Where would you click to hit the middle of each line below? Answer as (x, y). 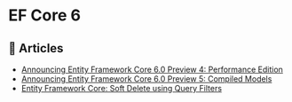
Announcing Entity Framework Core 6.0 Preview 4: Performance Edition (152, 69)
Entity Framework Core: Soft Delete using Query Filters (122, 88)
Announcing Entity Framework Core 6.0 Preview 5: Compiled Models (146, 79)
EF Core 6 (45, 16)
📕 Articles (36, 48)
